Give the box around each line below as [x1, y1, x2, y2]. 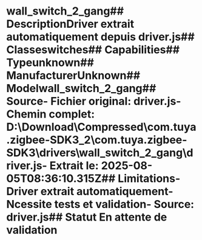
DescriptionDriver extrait [6, 17, 135, 31]
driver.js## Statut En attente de [6, 210, 167, 224]
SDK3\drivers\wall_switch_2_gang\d [6, 146, 194, 160]
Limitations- [118, 172, 181, 185]
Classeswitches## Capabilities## [6, 43, 180, 57]
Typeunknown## [6, 56, 95, 70]
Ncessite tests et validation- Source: [6, 198, 195, 212]
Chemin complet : [6, 107, 95, 121]
